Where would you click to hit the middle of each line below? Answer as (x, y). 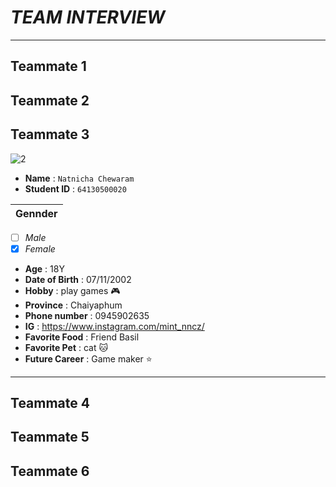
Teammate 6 (50, 471)
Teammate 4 (50, 403)
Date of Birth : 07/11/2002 (78, 279)
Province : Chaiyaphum (73, 305)
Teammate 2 (50, 100)
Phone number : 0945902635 (87, 315)
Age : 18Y (44, 268)
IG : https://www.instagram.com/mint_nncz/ (114, 326)
